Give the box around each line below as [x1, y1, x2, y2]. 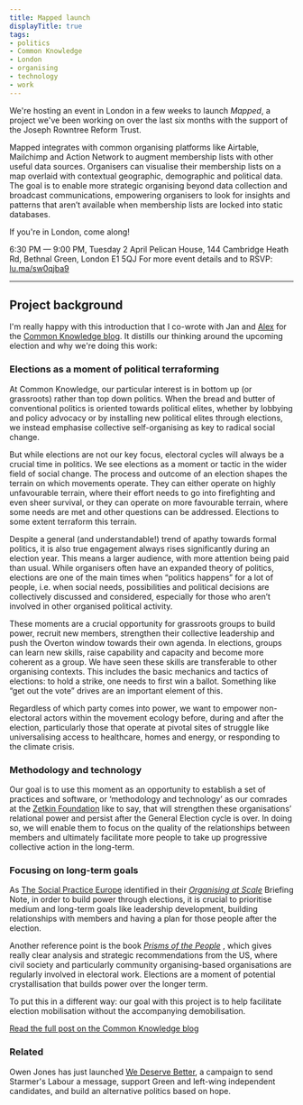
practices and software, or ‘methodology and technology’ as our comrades [9, 794, 288, 805]
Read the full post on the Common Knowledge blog [9, 1023, 199, 1034]
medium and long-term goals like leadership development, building [9, 904, 259, 915]
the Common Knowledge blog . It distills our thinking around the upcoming [9, 331, 283, 342]
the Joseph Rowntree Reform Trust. [9, 124, 142, 135]
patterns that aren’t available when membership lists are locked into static [9, 199, 283, 210]
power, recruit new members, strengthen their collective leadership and [9, 628, 275, 639]
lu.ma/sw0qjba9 [9, 262, 69, 273]
